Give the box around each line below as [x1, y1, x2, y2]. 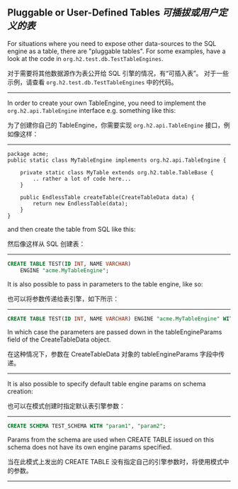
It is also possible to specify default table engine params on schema [7, 380, 206, 388]
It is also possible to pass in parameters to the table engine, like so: [7, 279, 203, 288]
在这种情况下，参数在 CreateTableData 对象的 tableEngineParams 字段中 [7, 350, 219, 359]
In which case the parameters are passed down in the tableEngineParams [7, 328, 222, 337]
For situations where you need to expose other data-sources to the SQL [7, 39, 217, 47]
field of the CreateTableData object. [7, 335, 111, 344]
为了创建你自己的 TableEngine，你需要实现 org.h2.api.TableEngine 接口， [7, 120, 225, 129]
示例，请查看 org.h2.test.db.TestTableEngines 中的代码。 [7, 77, 178, 86]
